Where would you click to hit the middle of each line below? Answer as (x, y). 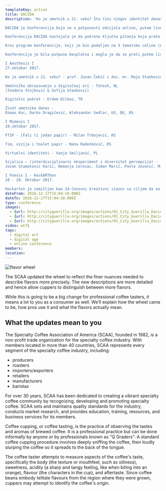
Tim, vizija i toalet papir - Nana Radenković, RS (58, 144)
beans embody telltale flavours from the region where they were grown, (78, 478)
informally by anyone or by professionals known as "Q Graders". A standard (82, 437)
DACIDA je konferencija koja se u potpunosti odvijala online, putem (78, 28)
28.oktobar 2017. (23, 126)
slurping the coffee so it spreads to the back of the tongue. (65, 447)
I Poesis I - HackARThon (31, 176)
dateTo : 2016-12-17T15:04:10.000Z (41, 198)
